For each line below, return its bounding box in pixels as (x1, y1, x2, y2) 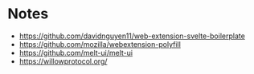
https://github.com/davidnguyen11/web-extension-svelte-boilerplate (18, 31, 246, 41)
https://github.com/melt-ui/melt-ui (18, 48, 133, 57)
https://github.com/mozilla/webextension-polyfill (18, 39, 182, 49)
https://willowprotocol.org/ (18, 56, 108, 66)
